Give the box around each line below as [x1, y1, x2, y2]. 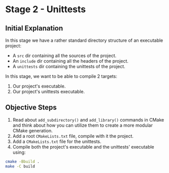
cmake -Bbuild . [5, 159, 40, 164]
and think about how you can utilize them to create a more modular [12, 122, 153, 128]
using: [12, 149, 26, 155]
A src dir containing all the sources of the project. [12, 52, 117, 59]
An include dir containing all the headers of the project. [12, 58, 128, 64]
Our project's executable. [12, 83, 66, 89]
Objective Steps [5, 103, 57, 112]
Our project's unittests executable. [12, 89, 85, 95]
